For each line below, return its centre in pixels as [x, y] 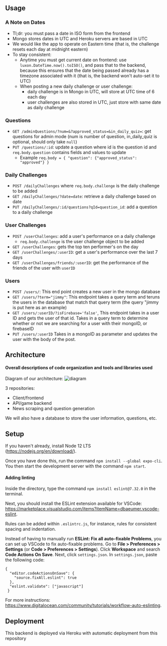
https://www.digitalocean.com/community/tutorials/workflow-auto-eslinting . [83, 606]
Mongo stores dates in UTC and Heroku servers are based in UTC [80, 38]
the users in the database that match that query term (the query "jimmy [85, 302]
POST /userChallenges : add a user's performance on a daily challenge [84, 236]
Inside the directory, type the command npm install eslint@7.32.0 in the [81, 488]
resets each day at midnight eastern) [50, 49]
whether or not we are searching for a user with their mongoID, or [80, 323]
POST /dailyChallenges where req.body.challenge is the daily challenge [86, 186]
